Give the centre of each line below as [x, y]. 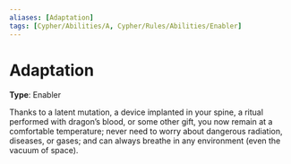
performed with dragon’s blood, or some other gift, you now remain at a [141, 122]
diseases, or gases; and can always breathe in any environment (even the [145, 141]
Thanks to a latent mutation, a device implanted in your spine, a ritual [137, 112]
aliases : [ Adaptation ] [51, 17]
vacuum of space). [44, 151]
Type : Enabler [35, 95]
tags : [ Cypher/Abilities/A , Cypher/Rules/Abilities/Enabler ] [126, 26]
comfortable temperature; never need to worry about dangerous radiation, [146, 132]
